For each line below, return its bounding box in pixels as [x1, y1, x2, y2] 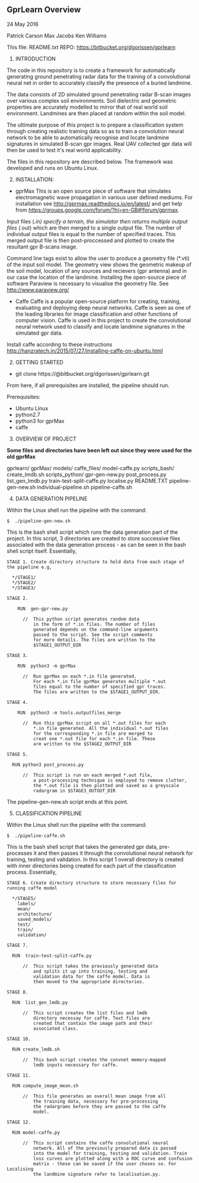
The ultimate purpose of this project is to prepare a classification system [7, 121, 184, 128]
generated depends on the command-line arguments [33, 627, 159, 633]
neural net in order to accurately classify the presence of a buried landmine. [7, 79, 192, 86]
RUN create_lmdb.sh [12, 1046, 60, 1052]
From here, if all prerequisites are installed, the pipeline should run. [7, 382, 170, 389]
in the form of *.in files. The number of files [33, 621, 156, 627]
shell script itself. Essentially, [7, 547, 77, 555]
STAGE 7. [7, 942, 28, 948]
